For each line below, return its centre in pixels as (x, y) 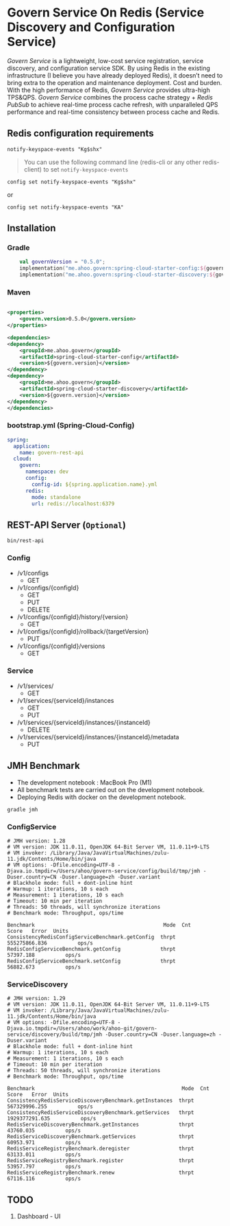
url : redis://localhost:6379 (73, 504)
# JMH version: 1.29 (37, 999)
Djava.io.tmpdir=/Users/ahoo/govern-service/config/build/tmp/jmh (104, 871)
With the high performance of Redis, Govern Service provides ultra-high (108, 90)
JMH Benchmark (43, 766)
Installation (31, 228)
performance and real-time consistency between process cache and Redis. (114, 112)
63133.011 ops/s (44, 1155)
